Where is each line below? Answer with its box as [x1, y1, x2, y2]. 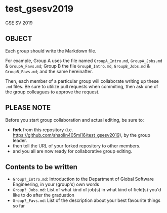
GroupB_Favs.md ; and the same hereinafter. [5, 68, 93, 74]
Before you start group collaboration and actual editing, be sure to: [5, 117, 144, 123]
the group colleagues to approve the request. [5, 89, 100, 95]
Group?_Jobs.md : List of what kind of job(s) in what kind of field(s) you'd [12, 187, 161, 193]
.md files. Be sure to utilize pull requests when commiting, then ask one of [5, 83, 158, 89]
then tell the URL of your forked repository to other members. [12, 142, 141, 149]
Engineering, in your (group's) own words [12, 181, 100, 187]
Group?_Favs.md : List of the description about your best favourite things [12, 197, 161, 203]
